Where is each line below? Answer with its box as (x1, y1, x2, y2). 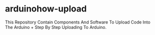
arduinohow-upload (5, 3, 87, 14)
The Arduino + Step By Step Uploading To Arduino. (5, 24, 107, 30)
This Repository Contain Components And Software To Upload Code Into (5, 19, 151, 25)
